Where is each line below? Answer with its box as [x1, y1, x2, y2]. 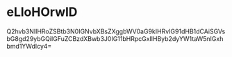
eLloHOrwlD [6, 4, 78, 20]
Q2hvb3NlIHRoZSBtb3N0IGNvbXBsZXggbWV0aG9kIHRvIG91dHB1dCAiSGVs [6, 27, 226, 35]
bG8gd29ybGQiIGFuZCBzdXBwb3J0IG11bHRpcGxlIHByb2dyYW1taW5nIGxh [6, 34, 224, 42]
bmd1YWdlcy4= [6, 42, 52, 50]
